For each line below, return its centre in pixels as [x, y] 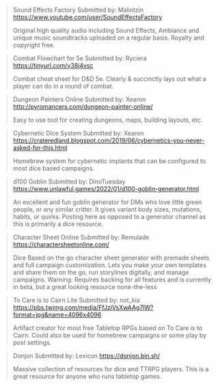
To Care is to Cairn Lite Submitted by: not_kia [77, 300]
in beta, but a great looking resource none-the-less [85, 287]
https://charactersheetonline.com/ [61, 245]
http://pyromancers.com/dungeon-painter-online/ [83, 107]
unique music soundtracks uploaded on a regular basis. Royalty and [108, 38]
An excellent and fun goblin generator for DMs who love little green [107, 202]
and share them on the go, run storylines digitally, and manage [101, 272]
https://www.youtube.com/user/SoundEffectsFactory [87, 17]
